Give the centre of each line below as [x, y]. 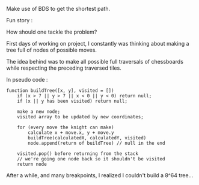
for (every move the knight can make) [66, 127]
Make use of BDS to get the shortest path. [58, 9]
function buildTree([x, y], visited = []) [60, 91]
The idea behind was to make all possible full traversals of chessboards [95, 62]
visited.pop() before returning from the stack [78, 154]
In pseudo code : [27, 80]
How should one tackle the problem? [52, 32]
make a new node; [39, 112]
